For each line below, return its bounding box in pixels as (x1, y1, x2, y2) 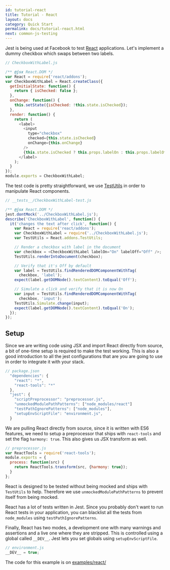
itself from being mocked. (5, 494, 59, 500)
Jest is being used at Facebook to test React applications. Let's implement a (5, 45, 164, 51)
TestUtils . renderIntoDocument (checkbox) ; (14, 254, 103, 259)
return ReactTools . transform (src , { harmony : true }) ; (14, 465, 128, 470)
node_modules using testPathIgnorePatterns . (5, 515, 98, 521)
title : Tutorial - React (5, 12, 58, 17)
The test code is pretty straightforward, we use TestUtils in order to (5, 183, 145, 189)
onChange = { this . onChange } (27, 140, 82, 145)
